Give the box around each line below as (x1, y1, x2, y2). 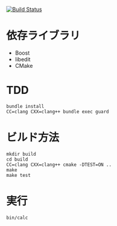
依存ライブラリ (6, 29, 81, 42)
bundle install (6, 103, 45, 109)
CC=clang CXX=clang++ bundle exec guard (6, 108, 110, 115)
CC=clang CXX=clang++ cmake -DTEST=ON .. (6, 161, 112, 168)
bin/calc (6, 214, 28, 221)
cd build (6, 156, 28, 162)
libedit (14, 55, 31, 63)
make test (6, 172, 31, 178)
